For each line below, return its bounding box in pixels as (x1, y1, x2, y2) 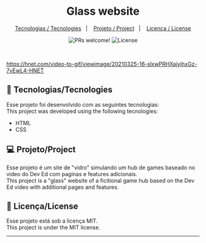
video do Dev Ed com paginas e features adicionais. (6, 170, 138, 177)
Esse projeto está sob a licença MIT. (6, 217, 98, 225)
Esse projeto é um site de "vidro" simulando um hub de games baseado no (6, 164, 196, 171)
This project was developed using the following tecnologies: (6, 107, 158, 115)
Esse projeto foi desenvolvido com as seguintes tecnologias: (6, 101, 159, 108)
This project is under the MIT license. (6, 224, 101, 231)
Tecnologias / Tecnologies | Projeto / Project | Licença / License (15, 25, 191, 32)
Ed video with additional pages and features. (6, 183, 119, 191)
